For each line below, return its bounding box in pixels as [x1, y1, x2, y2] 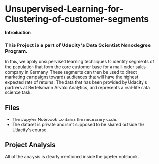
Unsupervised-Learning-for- [5, 3, 124, 15]
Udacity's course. [12, 127, 48, 133]
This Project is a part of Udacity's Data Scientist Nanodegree [5, 42, 151, 48]
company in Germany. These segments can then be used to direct [5, 69, 137, 75]
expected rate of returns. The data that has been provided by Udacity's [5, 79, 147, 85]
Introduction [5, 30, 31, 35]
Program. [5, 47, 28, 54]
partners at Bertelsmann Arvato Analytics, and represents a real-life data [5, 85, 150, 90]
